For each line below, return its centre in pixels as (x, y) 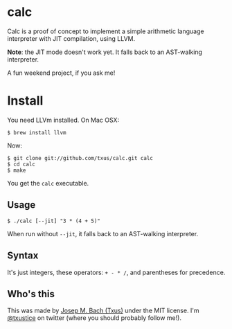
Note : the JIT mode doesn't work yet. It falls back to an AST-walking (105, 52)
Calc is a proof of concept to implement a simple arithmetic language (106, 31)
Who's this (31, 294)
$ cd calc (21, 164)
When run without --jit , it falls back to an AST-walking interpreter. (103, 233)
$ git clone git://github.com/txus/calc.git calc (80, 158)
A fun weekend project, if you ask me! (61, 73)
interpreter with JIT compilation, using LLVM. (71, 38)
